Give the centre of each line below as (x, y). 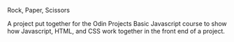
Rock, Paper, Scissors (38, 10)
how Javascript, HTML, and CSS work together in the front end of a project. (116, 31)
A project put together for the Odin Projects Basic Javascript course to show (117, 23)
